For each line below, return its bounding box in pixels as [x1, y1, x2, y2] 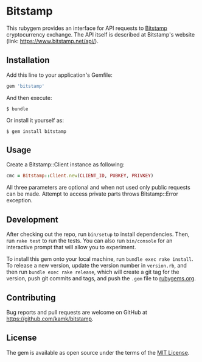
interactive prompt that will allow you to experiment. [6, 244, 136, 251]
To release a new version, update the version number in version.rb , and [6, 262, 187, 269]
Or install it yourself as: [6, 116, 64, 124]
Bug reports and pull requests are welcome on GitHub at [6, 308, 148, 316]
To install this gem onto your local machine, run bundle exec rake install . [6, 255, 193, 263]
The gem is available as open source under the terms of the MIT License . [6, 349, 190, 356]
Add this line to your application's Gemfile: [6, 71, 113, 79]
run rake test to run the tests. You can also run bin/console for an [6, 237, 173, 244]
